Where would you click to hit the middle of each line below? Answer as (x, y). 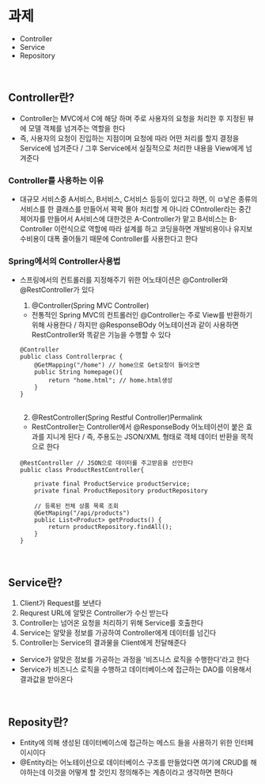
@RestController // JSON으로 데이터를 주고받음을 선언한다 (106, 463)
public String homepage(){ (79, 372)
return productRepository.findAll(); (110, 527)
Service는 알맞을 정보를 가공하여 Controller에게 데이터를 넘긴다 (118, 633)
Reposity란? (38, 722)
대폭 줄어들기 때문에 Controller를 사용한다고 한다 (123, 239)
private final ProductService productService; (112, 484)
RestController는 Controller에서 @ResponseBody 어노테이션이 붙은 (138, 427)
